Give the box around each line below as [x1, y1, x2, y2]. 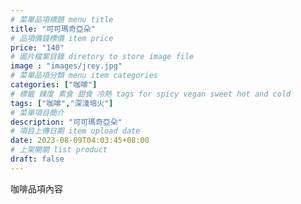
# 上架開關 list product [10, 145, 108, 155]
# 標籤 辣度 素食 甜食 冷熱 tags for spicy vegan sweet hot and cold [10, 89, 292, 99]
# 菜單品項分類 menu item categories [10, 71, 158, 81]
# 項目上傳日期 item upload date [10, 126, 141, 136]
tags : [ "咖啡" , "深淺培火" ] [10, 98, 114, 108]
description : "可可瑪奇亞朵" [10, 117, 123, 127]
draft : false [10, 154, 65, 164]
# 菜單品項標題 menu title [10, 14, 114, 25]
